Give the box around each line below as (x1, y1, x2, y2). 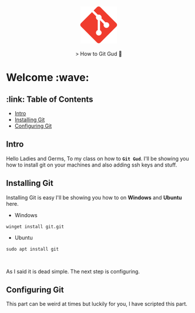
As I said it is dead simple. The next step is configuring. (6, 268, 140, 275)
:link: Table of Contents (6, 94, 93, 104)
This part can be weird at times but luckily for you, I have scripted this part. (6, 301, 188, 308)
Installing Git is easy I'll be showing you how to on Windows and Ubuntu (6, 194, 182, 201)
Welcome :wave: (6, 71, 89, 84)
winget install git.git (6, 224, 65, 229)
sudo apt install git (6, 246, 59, 252)
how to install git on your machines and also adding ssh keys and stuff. (6, 161, 177, 168)
